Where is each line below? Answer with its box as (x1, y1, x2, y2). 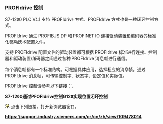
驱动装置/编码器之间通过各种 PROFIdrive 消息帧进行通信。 (13, 55, 130, 62)
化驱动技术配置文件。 (5, 39, 48, 45)
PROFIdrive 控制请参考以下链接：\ (5, 83, 73, 89)
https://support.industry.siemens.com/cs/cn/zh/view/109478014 (5, 114, 142, 120)
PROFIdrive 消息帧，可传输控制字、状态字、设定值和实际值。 (5, 73, 127, 79)
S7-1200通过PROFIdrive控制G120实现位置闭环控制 (5, 94, 108, 100)
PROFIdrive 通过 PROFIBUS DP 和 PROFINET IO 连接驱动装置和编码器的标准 (5, 33, 157, 39)
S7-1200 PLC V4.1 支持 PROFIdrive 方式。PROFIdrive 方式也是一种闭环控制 (5, 16, 154, 22)
